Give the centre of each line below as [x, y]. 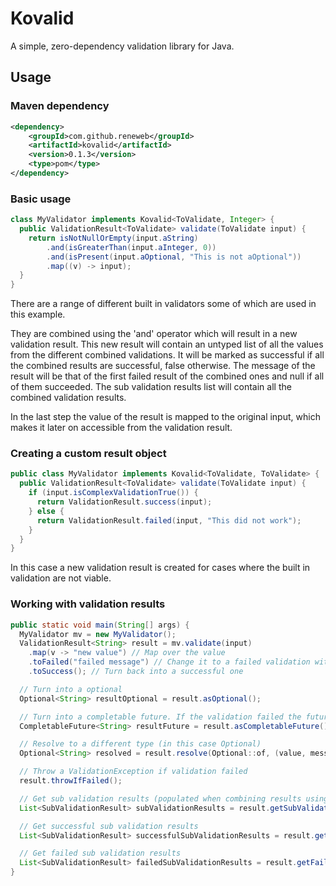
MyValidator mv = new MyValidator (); [98, 634]
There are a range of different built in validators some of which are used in [163, 304]
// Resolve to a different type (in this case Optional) [140, 744]
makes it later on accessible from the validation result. [121, 428]
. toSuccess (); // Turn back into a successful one [136, 672]
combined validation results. [68, 398]
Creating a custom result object [88, 454]
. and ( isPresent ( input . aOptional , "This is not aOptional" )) [174, 257]
